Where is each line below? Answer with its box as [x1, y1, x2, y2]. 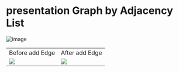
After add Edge [60, 48, 102, 56]
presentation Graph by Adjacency [6, 4, 174, 17]
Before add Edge [9, 48, 56, 56]
